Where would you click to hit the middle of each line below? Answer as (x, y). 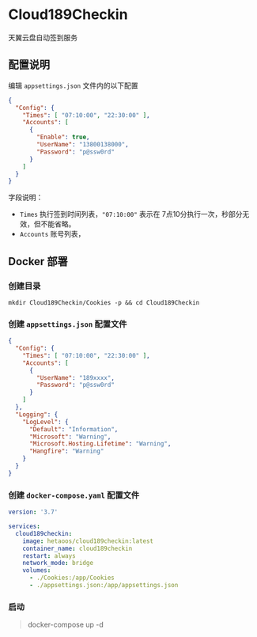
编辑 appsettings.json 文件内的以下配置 (73, 85)
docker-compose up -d (66, 625)
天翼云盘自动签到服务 (43, 37)
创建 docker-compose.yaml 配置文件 (74, 495)
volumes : (37, 571)
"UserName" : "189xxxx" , (76, 377)
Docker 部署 (38, 262)
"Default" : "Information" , (74, 429)
